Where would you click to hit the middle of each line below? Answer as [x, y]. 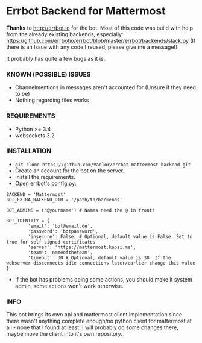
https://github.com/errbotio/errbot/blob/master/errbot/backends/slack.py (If [101, 40]
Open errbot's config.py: [46, 183]
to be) [22, 94]
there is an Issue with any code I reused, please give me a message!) [92, 47]
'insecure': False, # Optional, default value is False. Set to [110, 236]
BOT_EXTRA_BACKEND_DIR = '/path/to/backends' [64, 200]
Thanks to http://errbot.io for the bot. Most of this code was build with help [99, 28]
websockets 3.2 [35, 135]
